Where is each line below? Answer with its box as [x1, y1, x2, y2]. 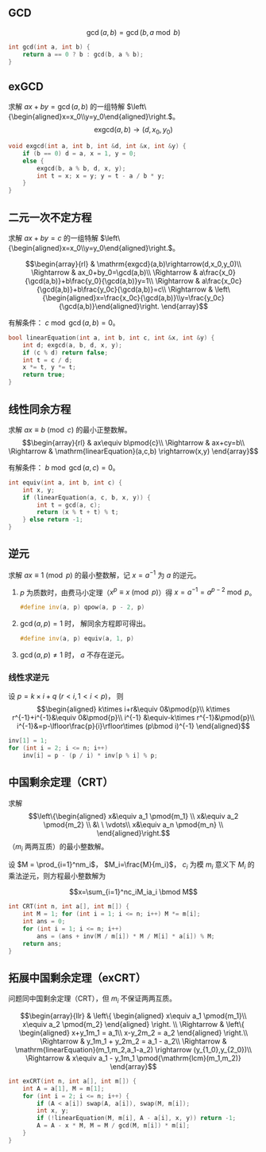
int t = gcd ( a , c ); [37, 501, 102, 509]
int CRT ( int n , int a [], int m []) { [8, 903, 129, 911]
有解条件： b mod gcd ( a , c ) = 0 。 [8, 462, 121, 472]
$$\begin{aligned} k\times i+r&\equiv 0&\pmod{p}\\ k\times [37, 704, 230, 714]
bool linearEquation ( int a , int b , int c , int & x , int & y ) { [8, 334, 215, 342]
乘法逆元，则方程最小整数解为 [8, 872, 106, 881]
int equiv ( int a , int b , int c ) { [8, 478, 123, 487]
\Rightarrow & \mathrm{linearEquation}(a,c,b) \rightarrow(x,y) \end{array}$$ [8, 446, 259, 456]
